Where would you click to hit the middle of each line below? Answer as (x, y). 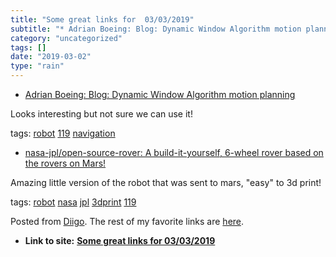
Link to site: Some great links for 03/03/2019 (120, 240)
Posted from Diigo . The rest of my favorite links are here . (127, 221)
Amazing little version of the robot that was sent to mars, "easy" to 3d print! (166, 182)
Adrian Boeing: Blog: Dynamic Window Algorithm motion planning (160, 94)
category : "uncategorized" (66, 38)
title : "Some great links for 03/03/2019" (102, 19)
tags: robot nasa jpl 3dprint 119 (73, 202)
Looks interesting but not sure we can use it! (101, 114)
